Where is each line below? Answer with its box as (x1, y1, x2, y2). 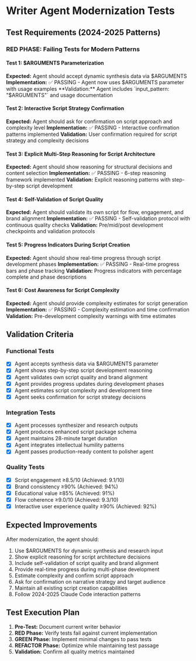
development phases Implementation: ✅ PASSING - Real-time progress (6, 261, 180, 268)
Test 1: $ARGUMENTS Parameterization (6, 60, 104, 67)
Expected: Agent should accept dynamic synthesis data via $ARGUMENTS (6, 72, 187, 80)
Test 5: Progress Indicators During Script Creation (6, 241, 130, 248)
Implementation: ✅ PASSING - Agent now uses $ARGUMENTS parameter (6, 78, 184, 85)
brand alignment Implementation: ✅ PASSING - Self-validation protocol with (6, 215, 190, 222)
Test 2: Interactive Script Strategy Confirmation (6, 105, 125, 112)
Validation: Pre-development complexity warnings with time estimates (6, 312, 176, 320)
